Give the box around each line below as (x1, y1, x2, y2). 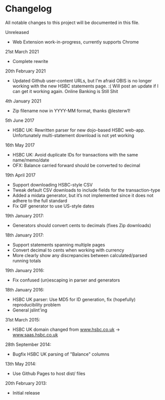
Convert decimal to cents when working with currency (12, 247, 124, 253)
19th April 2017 (5, 172, 36, 178)
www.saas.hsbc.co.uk (12, 331, 58, 337)
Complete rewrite (12, 58, 48, 64)
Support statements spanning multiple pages (12, 241, 105, 247)
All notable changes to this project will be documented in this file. (5, 19, 140, 25)
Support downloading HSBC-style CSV (12, 181, 93, 187)
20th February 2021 (5, 68, 46, 74)
